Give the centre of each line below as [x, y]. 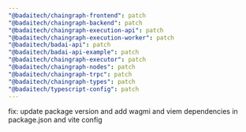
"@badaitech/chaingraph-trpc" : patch [70, 74]
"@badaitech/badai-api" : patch [60, 45]
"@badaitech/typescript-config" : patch [74, 89]
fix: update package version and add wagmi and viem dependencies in [123, 111]
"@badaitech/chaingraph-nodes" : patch [72, 67]
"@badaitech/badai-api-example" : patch [74, 52]
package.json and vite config [55, 120]
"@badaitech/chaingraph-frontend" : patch [77, 15]
